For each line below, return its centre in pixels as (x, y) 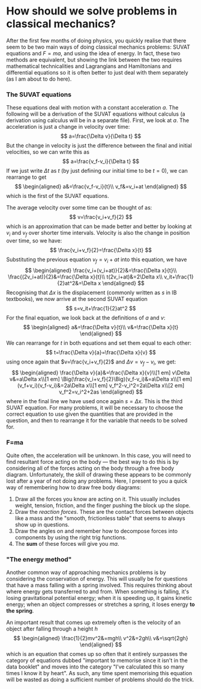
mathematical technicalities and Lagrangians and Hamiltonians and (89, 66)
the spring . (20, 611)
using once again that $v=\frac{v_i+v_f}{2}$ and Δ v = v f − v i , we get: (91, 362)
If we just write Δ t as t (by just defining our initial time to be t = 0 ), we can (97, 171)
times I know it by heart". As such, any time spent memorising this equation (99, 673)
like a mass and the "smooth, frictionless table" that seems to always (100, 518)
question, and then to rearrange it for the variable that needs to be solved (97, 420)
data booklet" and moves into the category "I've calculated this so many (95, 667)
